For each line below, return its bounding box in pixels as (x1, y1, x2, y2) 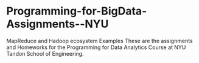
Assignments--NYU (6, 17, 109, 31)
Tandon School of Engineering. (6, 50, 84, 57)
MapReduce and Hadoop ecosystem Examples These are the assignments (6, 37, 193, 44)
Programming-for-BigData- (6, 4, 147, 18)
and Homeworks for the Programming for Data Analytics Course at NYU (6, 44, 186, 51)
